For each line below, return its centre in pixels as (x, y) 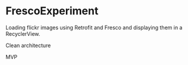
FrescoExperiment (52, 11)
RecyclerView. (23, 33)
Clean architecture (28, 45)
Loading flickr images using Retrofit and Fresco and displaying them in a (94, 27)
